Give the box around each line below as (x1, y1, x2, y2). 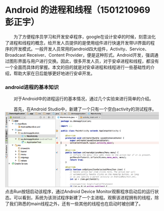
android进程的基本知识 (5, 84, 59, 90)
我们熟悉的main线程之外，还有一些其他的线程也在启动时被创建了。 (9, 201, 143, 207)
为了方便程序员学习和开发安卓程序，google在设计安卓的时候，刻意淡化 (13, 34, 156, 40)
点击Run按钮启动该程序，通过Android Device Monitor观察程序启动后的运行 (5, 189, 155, 194)
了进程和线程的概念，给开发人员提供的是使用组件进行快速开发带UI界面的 (5, 40, 151, 45)
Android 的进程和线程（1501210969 (5, 4, 150, 16)
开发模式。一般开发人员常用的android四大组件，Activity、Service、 (13, 46, 149, 52)
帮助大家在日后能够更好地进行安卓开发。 (13, 70, 95, 76)
